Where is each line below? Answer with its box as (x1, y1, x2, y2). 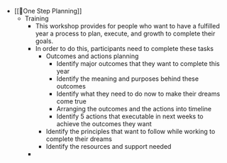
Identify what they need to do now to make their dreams (56, 89, 221, 98)
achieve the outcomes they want (56, 120, 153, 128)
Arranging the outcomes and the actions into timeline (56, 105, 211, 113)
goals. (35, 37, 54, 45)
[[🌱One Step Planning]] (13, 7, 82, 15)
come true (56, 97, 87, 106)
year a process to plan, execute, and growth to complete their (35, 29, 216, 38)
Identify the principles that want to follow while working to (45, 128, 216, 135)
